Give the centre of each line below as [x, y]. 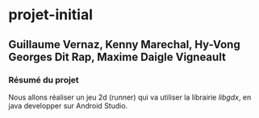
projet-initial [50, 15]
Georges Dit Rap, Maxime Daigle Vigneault [117, 57]
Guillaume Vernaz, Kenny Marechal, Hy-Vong [124, 45]
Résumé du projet [44, 79]
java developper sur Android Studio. [68, 105]
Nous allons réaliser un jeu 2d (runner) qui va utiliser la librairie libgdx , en [130, 97]
